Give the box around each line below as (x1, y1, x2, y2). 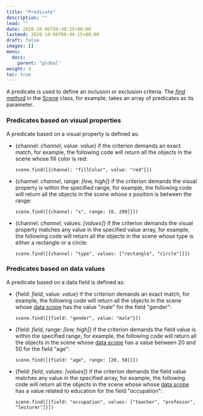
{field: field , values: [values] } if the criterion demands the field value (15, 367, 187, 375)
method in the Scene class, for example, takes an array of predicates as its (6, 95, 194, 102)
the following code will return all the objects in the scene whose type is (15, 232, 194, 240)
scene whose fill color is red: (15, 155, 88, 162)
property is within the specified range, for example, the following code (15, 184, 192, 191)
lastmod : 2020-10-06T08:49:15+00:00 (6, 32, 99, 38)
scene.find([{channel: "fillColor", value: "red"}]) (15, 167, 152, 173)
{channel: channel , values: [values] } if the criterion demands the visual (15, 219, 193, 226)
